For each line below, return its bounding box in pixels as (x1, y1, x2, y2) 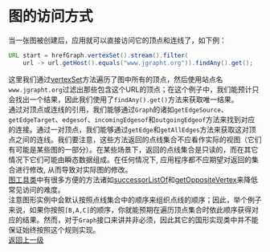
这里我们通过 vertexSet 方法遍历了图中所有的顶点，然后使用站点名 (8, 74, 223, 84)
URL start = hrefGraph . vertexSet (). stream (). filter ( (8, 51, 189, 59)
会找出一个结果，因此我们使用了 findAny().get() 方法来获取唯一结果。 (8, 94, 239, 104)
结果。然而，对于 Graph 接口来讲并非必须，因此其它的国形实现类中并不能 (22, 214, 259, 225)
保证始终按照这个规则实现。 (8, 225, 100, 234)
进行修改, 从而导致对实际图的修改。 (14, 165, 133, 174)
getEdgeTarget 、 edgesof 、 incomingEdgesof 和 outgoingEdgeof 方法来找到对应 (8, 114, 256, 124)
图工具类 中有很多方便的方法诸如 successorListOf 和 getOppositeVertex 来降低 (8, 174, 259, 185)
